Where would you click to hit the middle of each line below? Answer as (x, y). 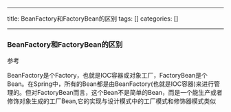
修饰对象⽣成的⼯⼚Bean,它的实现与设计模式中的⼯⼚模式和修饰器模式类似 (112, 101)
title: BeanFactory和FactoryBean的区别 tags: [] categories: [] (93, 19)
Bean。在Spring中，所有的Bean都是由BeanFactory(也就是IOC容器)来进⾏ (111, 84)
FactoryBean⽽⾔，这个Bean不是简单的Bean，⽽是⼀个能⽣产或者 (130, 93)
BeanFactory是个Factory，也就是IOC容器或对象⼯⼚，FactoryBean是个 (107, 76)
